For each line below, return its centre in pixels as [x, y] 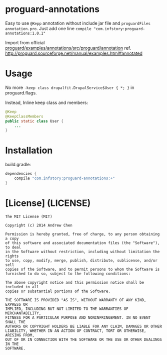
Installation [29, 150]
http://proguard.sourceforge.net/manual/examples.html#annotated [74, 53]
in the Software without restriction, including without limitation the [82, 252]
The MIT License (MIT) [29, 216]
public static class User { [34, 121]
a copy [12, 239]
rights [12, 256]
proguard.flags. [21, 93]
